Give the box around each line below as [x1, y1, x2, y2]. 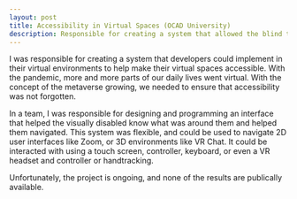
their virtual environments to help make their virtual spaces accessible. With [9, 63, 286, 73]
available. [9, 182, 44, 193]
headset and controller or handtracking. [9, 156, 155, 166]
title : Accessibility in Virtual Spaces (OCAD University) [9, 21, 232, 30]
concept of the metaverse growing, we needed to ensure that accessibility [9, 81, 280, 93]
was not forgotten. [9, 91, 77, 102]
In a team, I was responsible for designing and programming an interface [9, 108, 274, 119]
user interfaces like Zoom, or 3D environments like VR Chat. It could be [9, 136, 268, 147]
